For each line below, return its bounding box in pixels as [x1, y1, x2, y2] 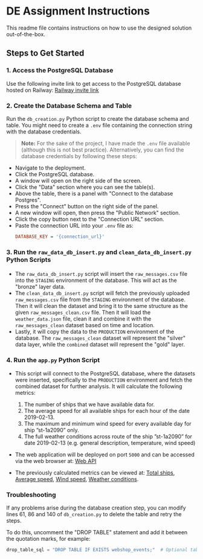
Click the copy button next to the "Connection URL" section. [14, 216, 164, 223]
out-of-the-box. [6, 30, 45, 37]
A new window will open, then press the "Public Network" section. [14, 209, 180, 216]
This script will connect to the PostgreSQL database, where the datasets [14, 369, 195, 377]
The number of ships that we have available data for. [24, 400, 155, 408]
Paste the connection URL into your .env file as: [14, 222, 134, 229]
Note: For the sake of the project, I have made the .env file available [21, 139, 190, 147]
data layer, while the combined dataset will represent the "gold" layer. [14, 341, 185, 348]
